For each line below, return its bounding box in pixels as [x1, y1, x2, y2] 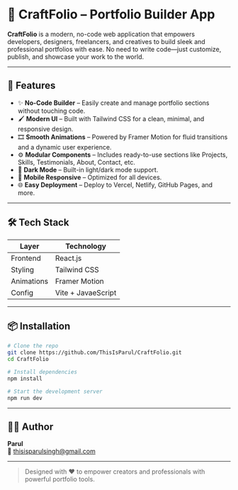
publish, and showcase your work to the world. [7, 52, 144, 61]
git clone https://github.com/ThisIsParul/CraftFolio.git [7, 349, 182, 357]
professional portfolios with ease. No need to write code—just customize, [7, 45, 222, 53]
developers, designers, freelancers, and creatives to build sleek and [7, 37, 205, 45]
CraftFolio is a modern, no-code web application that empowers [7, 30, 195, 38]
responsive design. [17, 124, 74, 133]
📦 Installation [7, 320, 71, 332]
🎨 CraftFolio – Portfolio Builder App [7, 6, 215, 23]
